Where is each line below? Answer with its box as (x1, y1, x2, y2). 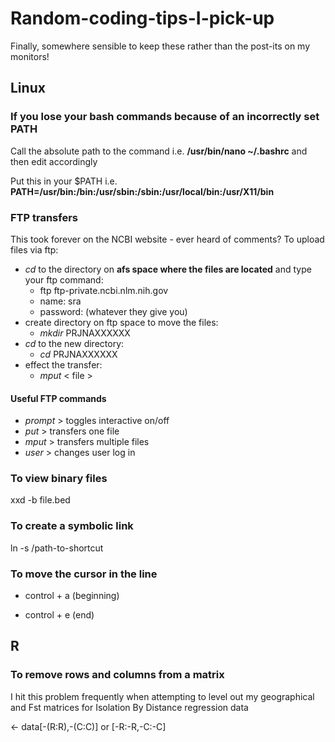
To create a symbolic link (10, 519, 134, 533)
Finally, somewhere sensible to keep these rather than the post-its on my (10, 40, 311, 52)
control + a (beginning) (24, 590, 120, 602)
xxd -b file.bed (10, 494, 71, 506)
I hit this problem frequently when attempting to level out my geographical (10, 690, 315, 702)
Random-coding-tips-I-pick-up (10, 7, 275, 30)
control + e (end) (24, 609, 95, 621)
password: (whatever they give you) (39, 305, 188, 317)
